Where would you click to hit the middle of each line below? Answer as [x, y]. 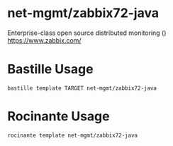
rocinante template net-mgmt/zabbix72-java [73, 135]
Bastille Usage [50, 69]
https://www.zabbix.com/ [44, 40]
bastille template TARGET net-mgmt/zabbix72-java [82, 88]
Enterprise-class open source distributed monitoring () [87, 33]
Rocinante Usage [58, 116]
